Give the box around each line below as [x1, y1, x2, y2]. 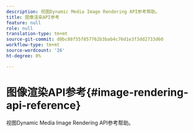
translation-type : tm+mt [6, 31, 68, 37]
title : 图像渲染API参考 [6, 14, 60, 20]
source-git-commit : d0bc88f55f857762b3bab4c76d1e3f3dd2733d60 [6, 36, 164, 42]
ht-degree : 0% [6, 53, 42, 59]
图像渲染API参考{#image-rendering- [6, 86, 189, 99]
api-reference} [6, 99, 82, 112]
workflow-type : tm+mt [6, 42, 60, 48]
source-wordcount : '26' [6, 48, 65, 54]
